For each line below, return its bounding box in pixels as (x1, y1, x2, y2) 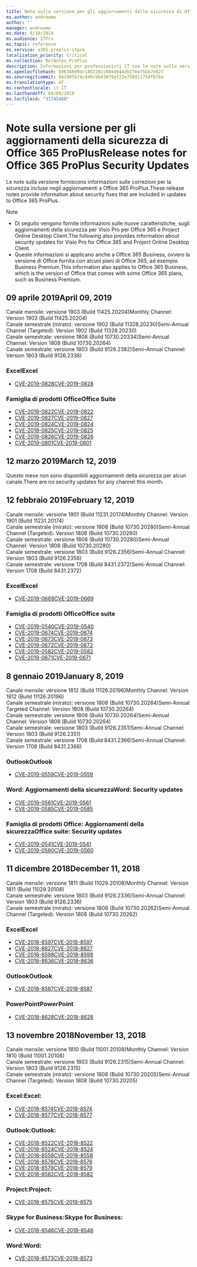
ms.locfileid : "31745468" (6, 96, 69, 102)
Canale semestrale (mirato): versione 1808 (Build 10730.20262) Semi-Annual (6, 904, 189, 911)
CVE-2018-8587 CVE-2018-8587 (14, 985, 93, 993)
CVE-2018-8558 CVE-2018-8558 (14, 1152, 93, 1159)
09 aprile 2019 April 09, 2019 (6, 293, 113, 303)
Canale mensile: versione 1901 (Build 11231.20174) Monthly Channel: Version (6, 510, 189, 517)
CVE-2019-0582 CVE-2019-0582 (14, 648, 94, 655)
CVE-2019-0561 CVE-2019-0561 (14, 799, 91, 806)
